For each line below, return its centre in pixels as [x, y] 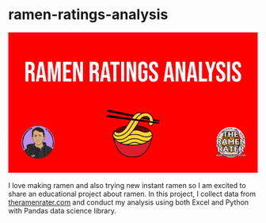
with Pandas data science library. [62, 211]
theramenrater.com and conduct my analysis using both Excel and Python [129, 202]
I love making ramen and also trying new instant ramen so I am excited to [127, 186]
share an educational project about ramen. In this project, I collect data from [132, 194]
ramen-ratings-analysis [88, 15]
